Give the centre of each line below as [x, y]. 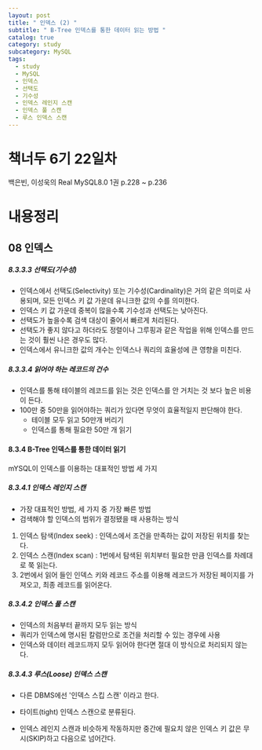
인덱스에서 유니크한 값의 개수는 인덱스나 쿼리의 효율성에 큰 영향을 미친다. [130, 349]
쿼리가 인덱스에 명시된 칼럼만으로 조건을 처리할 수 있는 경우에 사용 [120, 635]
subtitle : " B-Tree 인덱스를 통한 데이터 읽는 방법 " [87, 30]
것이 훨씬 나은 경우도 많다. [68, 340]
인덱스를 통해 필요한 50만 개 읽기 [81, 430]
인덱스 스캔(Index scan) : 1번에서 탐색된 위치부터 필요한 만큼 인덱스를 [126, 555]
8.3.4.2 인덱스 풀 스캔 [42, 604]
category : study [35, 45]
